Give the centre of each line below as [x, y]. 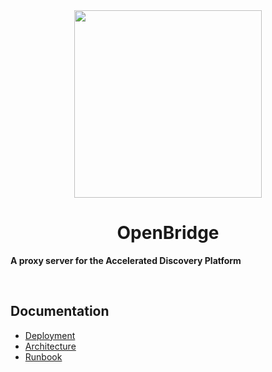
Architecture [50, 346]
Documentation [60, 311]
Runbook [43, 356]
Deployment [50, 335]
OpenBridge [168, 233]
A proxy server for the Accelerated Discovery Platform [126, 260]
